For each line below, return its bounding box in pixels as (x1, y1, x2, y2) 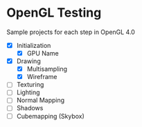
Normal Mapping (16, 96, 65, 105)
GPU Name (26, 49, 60, 57)
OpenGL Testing (6, 5, 102, 21)
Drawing (16, 57, 41, 65)
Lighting (16, 88, 40, 96)
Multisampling (26, 65, 67, 74)
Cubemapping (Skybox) (16, 112, 85, 120)
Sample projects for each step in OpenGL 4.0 (6, 28, 136, 36)
